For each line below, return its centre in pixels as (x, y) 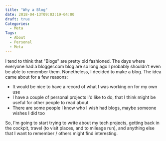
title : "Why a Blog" (27, 10)
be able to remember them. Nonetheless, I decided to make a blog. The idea (83, 71)
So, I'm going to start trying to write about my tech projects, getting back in (82, 123)
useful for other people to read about (50, 102)
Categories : (17, 24)
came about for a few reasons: (37, 77)
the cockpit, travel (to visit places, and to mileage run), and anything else (80, 128)
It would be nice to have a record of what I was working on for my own (85, 86)
